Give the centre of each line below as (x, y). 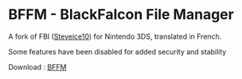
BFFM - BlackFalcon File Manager (121, 15)
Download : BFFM (37, 67)
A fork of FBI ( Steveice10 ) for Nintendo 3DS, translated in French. (115, 36)
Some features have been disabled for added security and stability (117, 51)
